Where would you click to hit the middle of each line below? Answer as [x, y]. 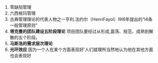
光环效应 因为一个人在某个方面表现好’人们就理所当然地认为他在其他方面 [81, 49]
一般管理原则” [23, 25]
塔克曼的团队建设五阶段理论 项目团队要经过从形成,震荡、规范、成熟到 [79, 31]
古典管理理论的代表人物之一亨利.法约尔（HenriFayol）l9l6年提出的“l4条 [81, 19]
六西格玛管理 [22, 13]
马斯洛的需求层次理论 [31, 43]
